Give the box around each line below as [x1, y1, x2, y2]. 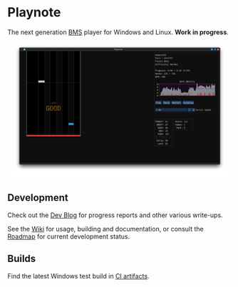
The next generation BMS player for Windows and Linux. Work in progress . [7, 28, 229, 36]
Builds [7, 253, 36, 265]
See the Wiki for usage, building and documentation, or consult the [7, 224, 205, 233]
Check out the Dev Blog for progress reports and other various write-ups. [7, 211, 223, 219]
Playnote [7, 4, 61, 21]
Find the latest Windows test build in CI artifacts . [7, 271, 150, 280]
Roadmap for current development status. [7, 232, 130, 241]
